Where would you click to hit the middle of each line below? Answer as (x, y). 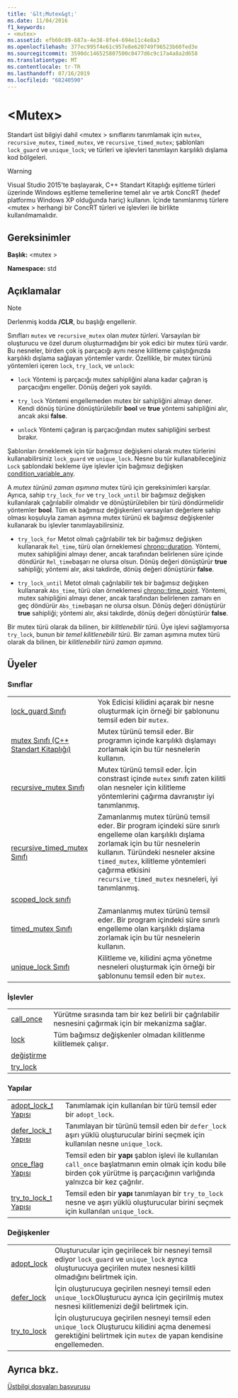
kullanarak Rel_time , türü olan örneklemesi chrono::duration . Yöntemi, (119, 546)
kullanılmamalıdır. (33, 215)
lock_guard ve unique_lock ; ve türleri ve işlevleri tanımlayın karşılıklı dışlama (118, 150)
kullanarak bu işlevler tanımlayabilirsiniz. (66, 525)
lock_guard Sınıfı (39, 711)
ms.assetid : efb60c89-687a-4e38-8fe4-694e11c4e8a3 (84, 41)
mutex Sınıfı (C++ (40, 740)
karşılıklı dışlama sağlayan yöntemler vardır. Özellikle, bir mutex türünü (110, 358)
